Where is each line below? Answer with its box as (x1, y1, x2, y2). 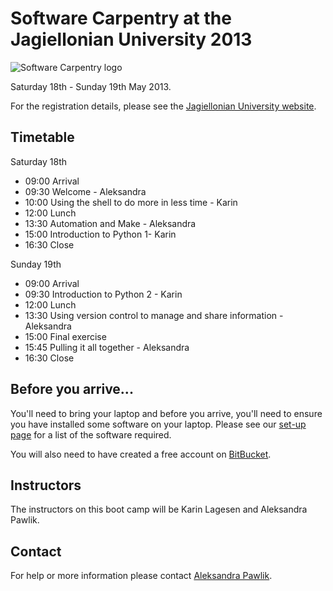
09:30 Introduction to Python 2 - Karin (24, 288, 183, 300)
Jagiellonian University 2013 (10, 28, 253, 51)
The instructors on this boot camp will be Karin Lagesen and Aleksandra (10, 503, 308, 516)
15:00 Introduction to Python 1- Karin (24, 228, 177, 240)
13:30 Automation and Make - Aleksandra (24, 217, 197, 229)
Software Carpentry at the (10, 7, 232, 30)
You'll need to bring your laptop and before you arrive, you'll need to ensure (10, 407, 323, 419)
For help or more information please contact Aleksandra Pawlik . (10, 570, 273, 582)
